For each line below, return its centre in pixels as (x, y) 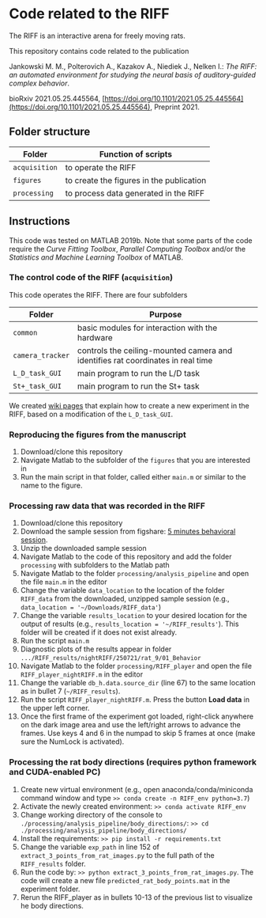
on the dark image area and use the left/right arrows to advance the (131, 725)
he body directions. (52, 905)
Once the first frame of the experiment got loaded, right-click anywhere (137, 716)
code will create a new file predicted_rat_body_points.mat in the (125, 880)
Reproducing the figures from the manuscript (97, 434)
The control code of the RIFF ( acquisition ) (91, 278)
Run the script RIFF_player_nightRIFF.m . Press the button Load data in (135, 700)
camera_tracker (41, 355)
